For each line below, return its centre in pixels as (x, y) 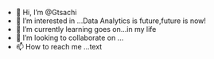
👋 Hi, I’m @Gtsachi (46, 12)
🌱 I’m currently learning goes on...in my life (86, 29)
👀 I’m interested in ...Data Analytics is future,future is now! (111, 21)
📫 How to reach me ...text (59, 47)
